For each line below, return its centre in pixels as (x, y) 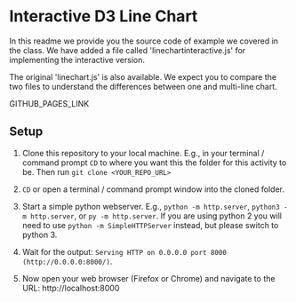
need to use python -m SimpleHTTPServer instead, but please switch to (150, 225)
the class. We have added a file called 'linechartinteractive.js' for (128, 50)
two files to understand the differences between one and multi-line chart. (143, 86)
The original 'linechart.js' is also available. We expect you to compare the (143, 76)
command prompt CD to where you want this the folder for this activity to (154, 163)
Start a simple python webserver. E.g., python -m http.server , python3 (151, 206)
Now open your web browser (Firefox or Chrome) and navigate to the (148, 278)
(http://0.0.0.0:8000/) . (67, 261)
